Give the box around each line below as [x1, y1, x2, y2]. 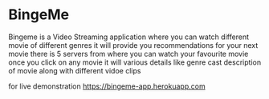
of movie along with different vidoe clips [8, 65, 141, 75]
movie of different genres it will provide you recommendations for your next [8, 40, 259, 49]
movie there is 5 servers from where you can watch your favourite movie [8, 49, 249, 58]
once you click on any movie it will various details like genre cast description [8, 57, 262, 67]
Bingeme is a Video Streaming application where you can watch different [8, 32, 250, 42]
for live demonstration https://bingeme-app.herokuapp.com [8, 81, 206, 91]
